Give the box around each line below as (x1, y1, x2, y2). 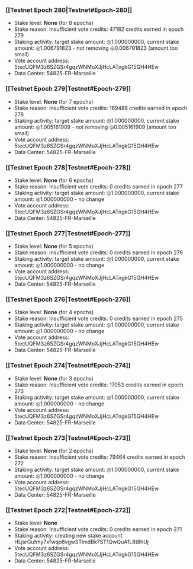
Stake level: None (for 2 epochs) (14, 447, 94, 455)
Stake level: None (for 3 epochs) (14, 375, 94, 382)
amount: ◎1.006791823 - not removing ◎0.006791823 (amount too (14, 44, 178, 52)
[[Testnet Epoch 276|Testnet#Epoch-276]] (5, 295, 131, 303)
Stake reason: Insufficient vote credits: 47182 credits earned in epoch (14, 25, 184, 33)
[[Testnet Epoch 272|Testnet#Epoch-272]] (5, 506, 131, 514)
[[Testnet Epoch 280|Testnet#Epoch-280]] (5, 6, 133, 14)
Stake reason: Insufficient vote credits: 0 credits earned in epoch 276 (14, 249, 183, 256)
